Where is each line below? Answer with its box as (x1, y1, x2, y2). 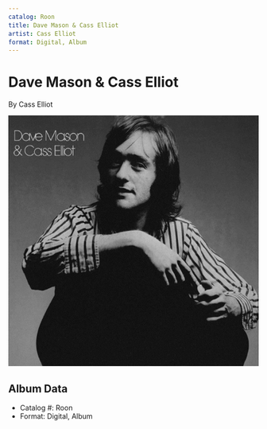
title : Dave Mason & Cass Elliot (8, 21, 119, 29)
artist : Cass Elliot (8, 29, 77, 37)
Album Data (8, 382, 68, 396)
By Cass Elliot (8, 99, 53, 109)
